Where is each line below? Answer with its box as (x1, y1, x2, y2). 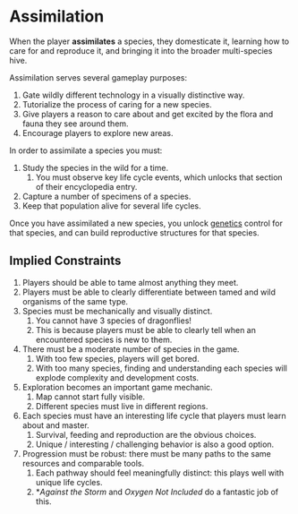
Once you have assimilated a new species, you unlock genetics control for (9, 218, 284, 228)
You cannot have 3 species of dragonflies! (35, 315, 192, 326)
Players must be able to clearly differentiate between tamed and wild (21, 287, 276, 297)
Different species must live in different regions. (35, 400, 209, 411)
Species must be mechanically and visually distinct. (21, 305, 213, 316)
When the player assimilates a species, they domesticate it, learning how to (9, 36, 289, 47)
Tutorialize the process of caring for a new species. (21, 99, 212, 109)
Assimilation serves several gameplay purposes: (9, 72, 188, 82)
